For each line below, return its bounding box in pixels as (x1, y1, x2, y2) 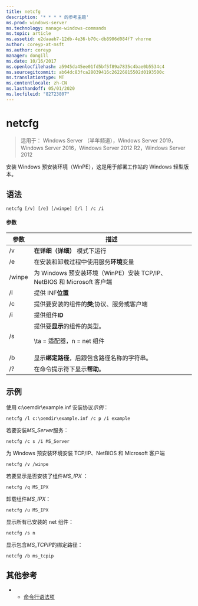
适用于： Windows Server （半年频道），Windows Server (20, 137, 158, 144)
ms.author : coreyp (6, 47, 51, 53)
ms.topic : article (6, 31, 51, 37)
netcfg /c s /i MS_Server (6, 438, 70, 444)
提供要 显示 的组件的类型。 (34, 322, 105, 330)
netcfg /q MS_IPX (6, 484, 49, 490)
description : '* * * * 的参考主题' (6, 14, 90, 20)
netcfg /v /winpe (6, 461, 49, 467)
